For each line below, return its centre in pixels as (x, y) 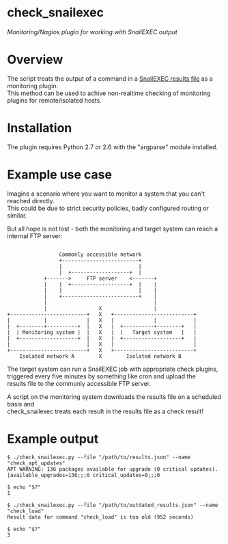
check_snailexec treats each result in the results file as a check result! (105, 411)
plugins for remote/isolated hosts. (55, 100)
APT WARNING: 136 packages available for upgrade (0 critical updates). (113, 469)
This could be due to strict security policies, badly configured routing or (108, 208)
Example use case (60, 174)
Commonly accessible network (100, 255)
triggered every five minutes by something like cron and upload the (101, 376)
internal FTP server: (35, 236)
